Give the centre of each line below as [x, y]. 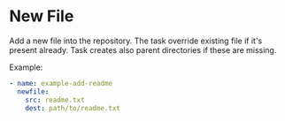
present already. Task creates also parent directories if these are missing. [143, 49]
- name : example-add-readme [61, 83]
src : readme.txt [55, 100]
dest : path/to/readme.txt [73, 108]
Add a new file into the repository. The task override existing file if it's [136, 41]
